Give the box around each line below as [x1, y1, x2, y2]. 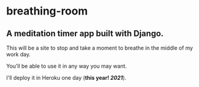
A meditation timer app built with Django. [6, 28, 164, 39]
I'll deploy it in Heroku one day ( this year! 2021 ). [6, 74, 127, 81]
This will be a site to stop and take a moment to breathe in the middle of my [6, 44, 193, 51]
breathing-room [6, 4, 88, 18]
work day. [6, 51, 31, 58]
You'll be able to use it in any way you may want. [6, 62, 127, 69]
